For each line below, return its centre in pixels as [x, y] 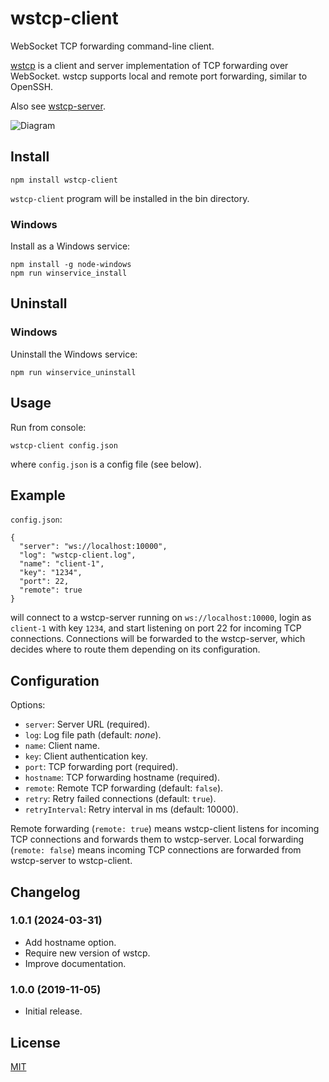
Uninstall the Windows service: [74, 354]
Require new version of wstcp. [87, 953]
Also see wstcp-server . [58, 106]
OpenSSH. [32, 86]
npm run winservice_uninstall [73, 372]
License [35, 1042]
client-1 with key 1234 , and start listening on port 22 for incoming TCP [156, 628]
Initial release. [53, 1011]
